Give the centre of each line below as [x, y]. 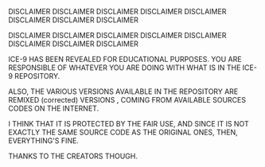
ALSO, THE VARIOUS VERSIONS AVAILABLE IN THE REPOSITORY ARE [123, 91]
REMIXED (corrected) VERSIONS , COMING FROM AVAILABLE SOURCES [127, 100]
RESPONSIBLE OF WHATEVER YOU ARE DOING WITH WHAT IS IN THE [125, 68]
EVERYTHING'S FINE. [44, 141]
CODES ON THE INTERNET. [54, 108]
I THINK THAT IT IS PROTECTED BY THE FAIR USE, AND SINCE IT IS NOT [129, 124]
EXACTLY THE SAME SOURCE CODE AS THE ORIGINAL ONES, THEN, [123, 132]
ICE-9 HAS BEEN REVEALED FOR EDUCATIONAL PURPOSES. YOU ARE [125, 59]
